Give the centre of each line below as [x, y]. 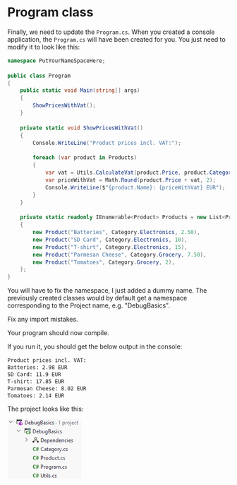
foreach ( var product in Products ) [85, 158]
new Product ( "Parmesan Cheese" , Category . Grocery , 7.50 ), [120, 255]
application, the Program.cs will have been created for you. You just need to [116, 39]
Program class [50, 12]
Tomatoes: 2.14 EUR [36, 396]
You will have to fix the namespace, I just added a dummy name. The [107, 291]
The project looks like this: [45, 409]
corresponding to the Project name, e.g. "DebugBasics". [89, 305]
